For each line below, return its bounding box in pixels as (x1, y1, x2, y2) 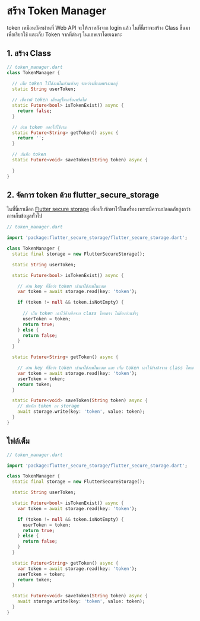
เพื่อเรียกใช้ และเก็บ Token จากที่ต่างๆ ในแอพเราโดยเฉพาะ (7, 31, 122, 38)
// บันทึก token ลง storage (17, 403, 80, 409)
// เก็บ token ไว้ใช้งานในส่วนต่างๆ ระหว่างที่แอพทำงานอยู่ (12, 81, 118, 87)
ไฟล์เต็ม (7, 436, 30, 446)
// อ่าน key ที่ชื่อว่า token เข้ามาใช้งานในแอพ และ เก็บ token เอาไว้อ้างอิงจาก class (17, 365, 183, 371)
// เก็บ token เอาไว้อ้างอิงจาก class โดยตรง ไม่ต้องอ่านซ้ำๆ (22, 310, 138, 317)
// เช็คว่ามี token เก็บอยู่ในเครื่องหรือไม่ (12, 97, 87, 103)
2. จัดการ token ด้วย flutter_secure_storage (7, 190, 160, 200)
